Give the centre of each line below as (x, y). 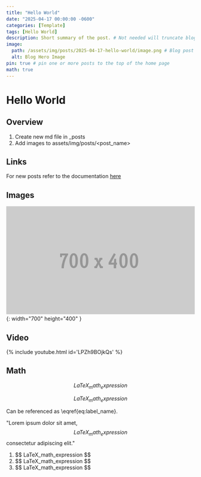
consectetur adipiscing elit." (41, 443)
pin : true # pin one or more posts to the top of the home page (88, 63)
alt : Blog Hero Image (39, 57)
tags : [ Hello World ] (32, 32)
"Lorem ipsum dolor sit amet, (42, 423)
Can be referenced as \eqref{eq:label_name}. (62, 412)
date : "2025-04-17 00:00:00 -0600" (51, 19)
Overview (25, 122)
